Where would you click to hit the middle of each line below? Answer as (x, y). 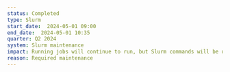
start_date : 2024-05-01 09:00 (52, 26)
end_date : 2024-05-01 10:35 (49, 33)
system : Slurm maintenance (46, 45)
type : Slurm (24, 20)
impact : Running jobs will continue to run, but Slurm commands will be (113, 52)
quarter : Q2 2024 (32, 39)
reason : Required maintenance (50, 58)
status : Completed (33, 13)
